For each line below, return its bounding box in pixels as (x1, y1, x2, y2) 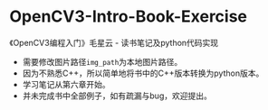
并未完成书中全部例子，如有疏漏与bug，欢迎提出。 (22, 90, 213, 101)
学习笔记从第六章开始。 (22, 78, 110, 89)
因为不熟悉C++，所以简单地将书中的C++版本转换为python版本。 (22, 68, 264, 78)
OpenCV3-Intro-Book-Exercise (9, 6, 247, 27)
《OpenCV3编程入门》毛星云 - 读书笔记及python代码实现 (9, 37, 219, 48)
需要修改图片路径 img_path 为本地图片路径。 (22, 56, 183, 67)
